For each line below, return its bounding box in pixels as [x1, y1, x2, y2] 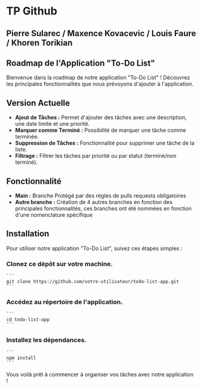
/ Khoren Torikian [6, 37, 73, 48]
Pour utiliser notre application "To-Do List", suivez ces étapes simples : [6, 244, 183, 252]
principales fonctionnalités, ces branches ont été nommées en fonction [14, 205, 192, 212]
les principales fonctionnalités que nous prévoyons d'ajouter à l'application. [6, 80, 194, 88]
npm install [6, 355, 36, 361]
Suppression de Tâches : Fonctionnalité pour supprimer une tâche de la [14, 140, 195, 147]
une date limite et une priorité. [14, 120, 90, 128]
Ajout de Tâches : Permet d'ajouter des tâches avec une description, [14, 114, 187, 121]
